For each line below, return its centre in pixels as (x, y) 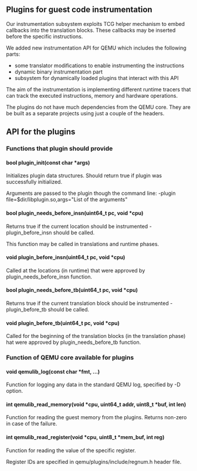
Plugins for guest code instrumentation (79, 10)
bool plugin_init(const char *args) (48, 162)
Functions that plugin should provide (60, 148)
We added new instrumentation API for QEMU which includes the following (96, 48)
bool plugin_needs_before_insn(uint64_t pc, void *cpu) (75, 213)
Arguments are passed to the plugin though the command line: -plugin (91, 193)
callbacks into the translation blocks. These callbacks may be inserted (91, 30)
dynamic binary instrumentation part (59, 72)
